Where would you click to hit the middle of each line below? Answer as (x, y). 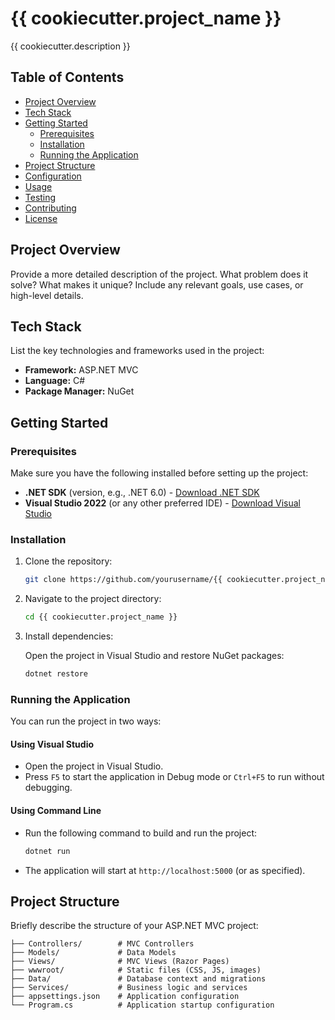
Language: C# (55, 381)
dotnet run (47, 851)
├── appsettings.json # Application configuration (125, 997)
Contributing (50, 208)
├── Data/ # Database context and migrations (138, 979)
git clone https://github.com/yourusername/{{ (123, 580)
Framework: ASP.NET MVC (81, 370)
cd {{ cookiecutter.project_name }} (101, 617)
